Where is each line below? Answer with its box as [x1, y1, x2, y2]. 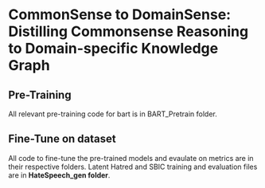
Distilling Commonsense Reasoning [8, 22, 249, 41]
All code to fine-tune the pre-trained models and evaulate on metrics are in [8, 153, 254, 163]
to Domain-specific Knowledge [8, 40, 219, 57]
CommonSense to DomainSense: [8, 6, 232, 24]
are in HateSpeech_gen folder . [8, 170, 111, 180]
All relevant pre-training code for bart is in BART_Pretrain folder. [8, 109, 217, 119]
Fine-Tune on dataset [8, 132, 117, 146]
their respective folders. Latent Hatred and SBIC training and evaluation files [8, 162, 258, 171]
